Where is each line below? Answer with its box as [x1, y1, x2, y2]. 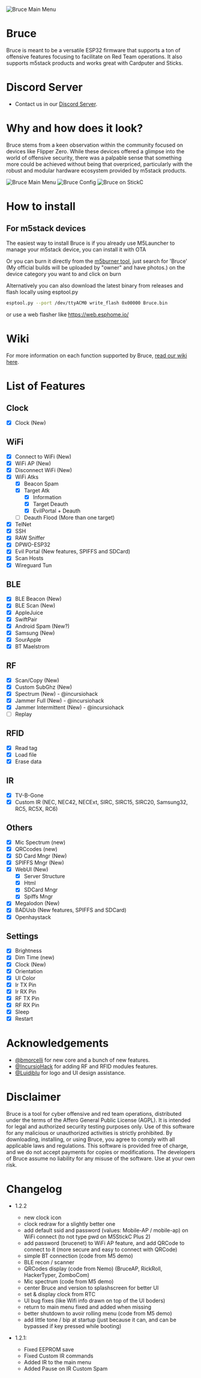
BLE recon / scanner [23, 1258, 75, 1266]
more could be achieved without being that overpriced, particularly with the [6, 160, 193, 168]
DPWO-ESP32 [14, 541, 51, 549]
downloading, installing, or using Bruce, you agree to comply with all [6, 1136, 175, 1143]
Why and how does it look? [6, 121, 143, 135]
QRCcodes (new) [14, 845, 58, 852]
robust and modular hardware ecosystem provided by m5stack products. [6, 167, 187, 174]
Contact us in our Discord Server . [14, 100, 98, 108]
